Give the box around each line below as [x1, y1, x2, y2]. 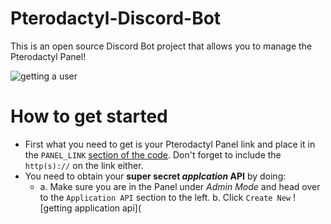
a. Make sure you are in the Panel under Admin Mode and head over [39, 180, 321, 192]
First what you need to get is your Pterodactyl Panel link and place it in [24, 138, 316, 150]
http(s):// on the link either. [24, 159, 144, 171]
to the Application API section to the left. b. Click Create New [39, 191, 292, 203]
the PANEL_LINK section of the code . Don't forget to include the [24, 148, 282, 161]
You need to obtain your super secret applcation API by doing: [24, 170, 287, 182]
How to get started [10, 105, 168, 128]
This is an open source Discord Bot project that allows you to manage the [10, 40, 313, 52]
